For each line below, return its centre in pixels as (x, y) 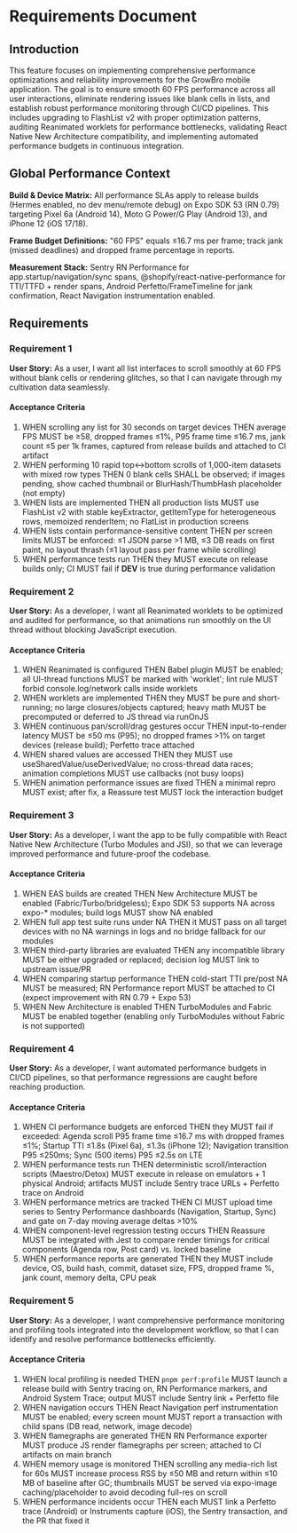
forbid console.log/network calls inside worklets (109, 689)
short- (269, 698)
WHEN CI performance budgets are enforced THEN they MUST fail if (148, 1127)
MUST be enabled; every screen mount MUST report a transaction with (152, 1417)
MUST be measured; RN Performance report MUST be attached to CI (148, 988)
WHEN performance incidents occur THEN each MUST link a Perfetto (149, 1501)
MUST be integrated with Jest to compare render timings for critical (146, 1240)
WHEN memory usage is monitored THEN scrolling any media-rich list (149, 1464)
